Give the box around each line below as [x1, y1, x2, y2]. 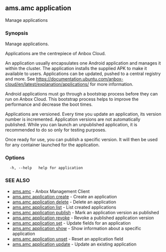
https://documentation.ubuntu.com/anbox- [36, 76, 123, 82]
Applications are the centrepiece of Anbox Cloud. [5, 51, 106, 57]
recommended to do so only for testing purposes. [5, 127, 107, 133]
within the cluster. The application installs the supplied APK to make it [5, 66, 147, 72]
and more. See [5, 76, 35, 82]
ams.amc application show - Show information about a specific [12, 225, 141, 231]
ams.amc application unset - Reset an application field [12, 236, 123, 242]
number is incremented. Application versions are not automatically [5, 116, 141, 122]
